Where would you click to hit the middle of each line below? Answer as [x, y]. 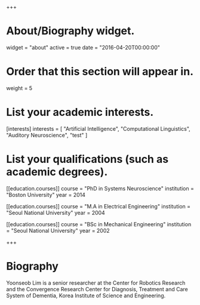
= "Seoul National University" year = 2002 [58, 230]
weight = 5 [19, 88]
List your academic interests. [80, 113]
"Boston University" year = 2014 [46, 195]
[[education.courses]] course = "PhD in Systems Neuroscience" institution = [100, 188]
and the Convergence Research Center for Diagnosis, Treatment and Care [97, 289]
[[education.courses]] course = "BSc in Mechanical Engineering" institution [99, 224]
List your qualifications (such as [87, 159]
